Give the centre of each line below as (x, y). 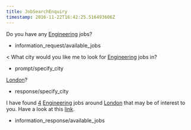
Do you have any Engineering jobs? (49, 34)
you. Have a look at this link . (41, 109)
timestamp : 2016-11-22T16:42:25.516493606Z (61, 17)
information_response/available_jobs (60, 120)
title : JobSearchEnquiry (37, 12)
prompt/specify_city (39, 68)
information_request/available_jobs (58, 45)
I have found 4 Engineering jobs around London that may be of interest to (96, 103)
